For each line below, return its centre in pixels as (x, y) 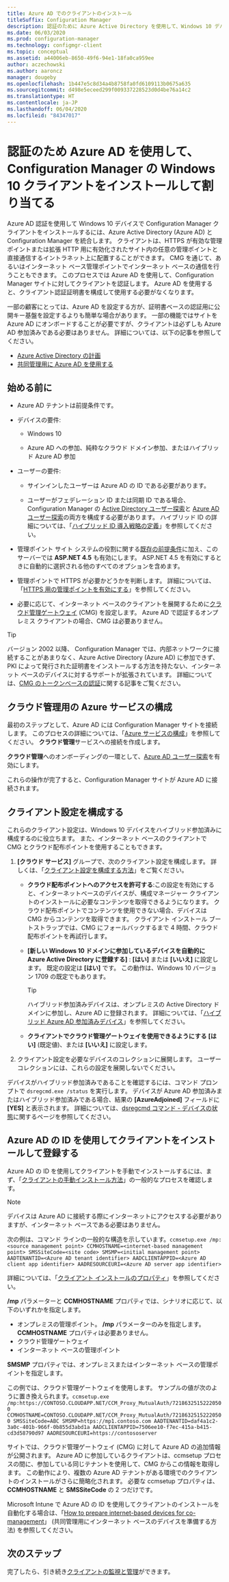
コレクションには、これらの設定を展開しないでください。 (98, 1068)
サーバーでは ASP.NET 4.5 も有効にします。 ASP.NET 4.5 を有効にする (116, 558)
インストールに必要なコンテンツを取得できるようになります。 (126, 902)
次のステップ (34, 1554)
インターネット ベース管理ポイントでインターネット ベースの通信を (119, 266)
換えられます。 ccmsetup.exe (70, 1396)
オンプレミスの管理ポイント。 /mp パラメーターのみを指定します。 (111, 1324)
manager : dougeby (32, 77)
